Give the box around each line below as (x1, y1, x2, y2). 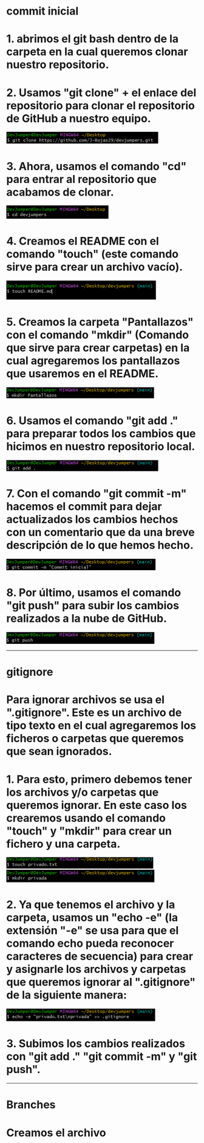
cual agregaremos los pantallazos (6, 354, 180, 368)
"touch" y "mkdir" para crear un (6, 824, 172, 838)
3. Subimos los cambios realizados (6, 1037, 185, 1051)
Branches (6, 1098, 56, 1112)
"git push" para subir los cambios (6, 599, 179, 613)
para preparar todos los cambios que (6, 427, 196, 441)
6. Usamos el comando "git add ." (6, 414, 178, 428)
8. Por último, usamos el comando (6, 586, 182, 599)
